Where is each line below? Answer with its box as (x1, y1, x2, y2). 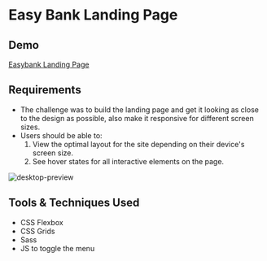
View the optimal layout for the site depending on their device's (32, 139, 245, 149)
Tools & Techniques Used (8, 196, 140, 210)
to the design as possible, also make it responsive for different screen (20, 113, 254, 123)
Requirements (8, 83, 81, 97)
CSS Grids (20, 226, 55, 236)
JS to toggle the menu (20, 243, 95, 253)
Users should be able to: (20, 130, 103, 140)
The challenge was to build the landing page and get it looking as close (20, 104, 259, 115)
